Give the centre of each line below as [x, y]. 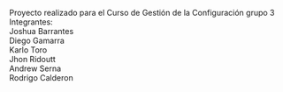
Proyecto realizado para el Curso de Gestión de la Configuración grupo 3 [142, 13]
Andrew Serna [35, 68]
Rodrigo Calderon [41, 78]
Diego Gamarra [37, 40]
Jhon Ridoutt [32, 59]
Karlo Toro [28, 50]
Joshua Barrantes [42, 31]
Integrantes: [31, 22]
